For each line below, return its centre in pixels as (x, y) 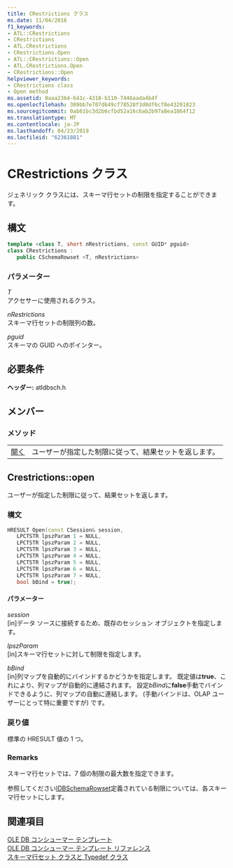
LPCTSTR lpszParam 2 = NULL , (59, 543)
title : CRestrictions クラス (48, 14)
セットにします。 (44, 797)
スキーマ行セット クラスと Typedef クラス (68, 857)
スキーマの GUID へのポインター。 (57, 345)
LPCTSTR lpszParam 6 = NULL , (59, 569)
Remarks (23, 757)
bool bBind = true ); (47, 582)
